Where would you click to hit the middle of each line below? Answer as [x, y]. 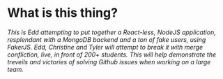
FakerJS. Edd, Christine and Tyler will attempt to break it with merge [105, 47]
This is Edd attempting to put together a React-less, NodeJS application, [111, 32]
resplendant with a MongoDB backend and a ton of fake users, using [107, 39]
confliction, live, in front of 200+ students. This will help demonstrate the [112, 55]
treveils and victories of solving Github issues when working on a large [109, 62]
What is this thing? [63, 13]
